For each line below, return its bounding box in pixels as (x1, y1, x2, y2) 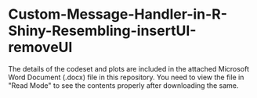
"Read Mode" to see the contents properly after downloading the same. (8, 80, 239, 90)
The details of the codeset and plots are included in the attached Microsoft (8, 64, 249, 73)
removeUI (8, 39, 73, 56)
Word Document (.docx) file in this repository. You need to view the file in (8, 72, 244, 82)
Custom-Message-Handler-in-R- (8, 5, 228, 23)
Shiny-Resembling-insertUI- (8, 22, 197, 40)
